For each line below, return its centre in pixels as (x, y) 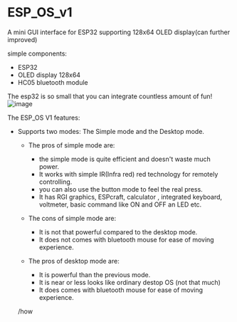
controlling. (56, 182)
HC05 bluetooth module (53, 82)
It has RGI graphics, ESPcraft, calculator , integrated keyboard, (131, 197)
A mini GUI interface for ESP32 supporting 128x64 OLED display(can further (118, 32)
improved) (22, 39)
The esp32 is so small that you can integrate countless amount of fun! (110, 96)
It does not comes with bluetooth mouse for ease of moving (127, 239)
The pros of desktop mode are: (74, 261)
